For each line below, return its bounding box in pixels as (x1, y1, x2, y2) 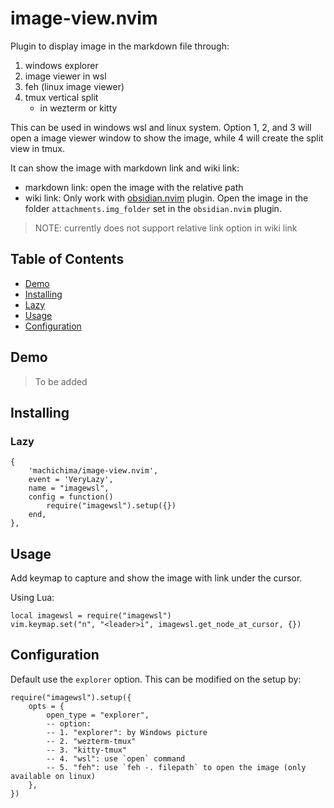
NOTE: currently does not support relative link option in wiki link (34, 222, 298, 234)
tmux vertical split (24, 91, 99, 103)
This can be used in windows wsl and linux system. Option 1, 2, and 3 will (10, 121, 312, 133)
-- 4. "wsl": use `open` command (46, 753, 186, 764)
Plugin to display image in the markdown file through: (10, 40, 230, 52)
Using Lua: (10, 592, 55, 604)
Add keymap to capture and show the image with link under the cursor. (10, 572, 303, 584)
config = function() (28, 492, 114, 502)
